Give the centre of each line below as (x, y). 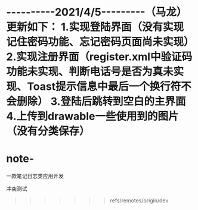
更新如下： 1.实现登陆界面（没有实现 (95, 27)
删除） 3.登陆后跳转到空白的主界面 (101, 101)
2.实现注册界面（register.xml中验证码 (99, 57)
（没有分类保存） (48, 131)
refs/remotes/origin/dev (139, 200)
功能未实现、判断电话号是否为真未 (90, 72)
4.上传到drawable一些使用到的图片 (92, 116)
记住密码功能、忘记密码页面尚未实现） (100, 42)
